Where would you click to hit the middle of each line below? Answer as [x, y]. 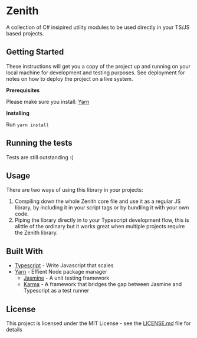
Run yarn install [27, 124]
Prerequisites [23, 90]
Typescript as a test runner [56, 291]
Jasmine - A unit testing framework [66, 278]
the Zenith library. [36, 233]
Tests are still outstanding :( [40, 157]
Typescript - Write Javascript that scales [64, 265]
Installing [18, 113]
